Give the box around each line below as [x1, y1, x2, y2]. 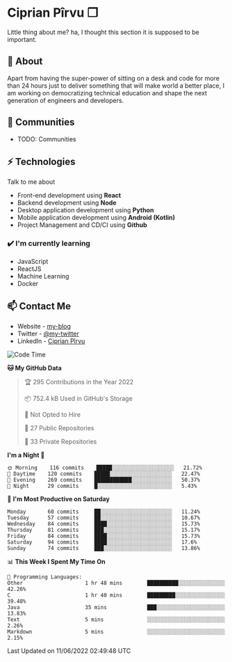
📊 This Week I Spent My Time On [7, 558, 106, 566]
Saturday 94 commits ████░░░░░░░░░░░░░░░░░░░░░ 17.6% [7, 539, 197, 546]
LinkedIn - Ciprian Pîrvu [17, 337, 85, 345]
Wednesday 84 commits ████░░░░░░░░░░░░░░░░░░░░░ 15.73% [7, 521, 200, 528]
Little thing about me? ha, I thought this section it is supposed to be [7, 28, 199, 36]
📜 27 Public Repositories [24, 424, 94, 432]
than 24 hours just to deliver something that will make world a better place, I [7, 81, 224, 90]
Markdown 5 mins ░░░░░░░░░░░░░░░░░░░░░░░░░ [7, 629, 226, 636]
